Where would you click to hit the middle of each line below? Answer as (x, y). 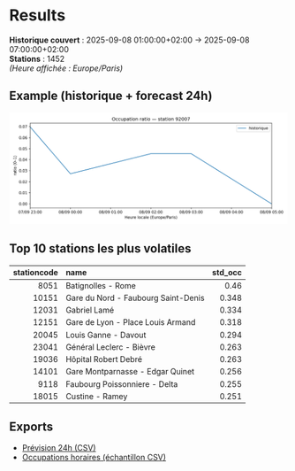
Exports (31, 426)
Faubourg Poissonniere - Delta (122, 384)
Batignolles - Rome (101, 285)
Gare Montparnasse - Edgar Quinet (130, 372)
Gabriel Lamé (90, 310)
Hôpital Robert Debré (104, 359)
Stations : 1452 (37, 58)
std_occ (227, 273)
